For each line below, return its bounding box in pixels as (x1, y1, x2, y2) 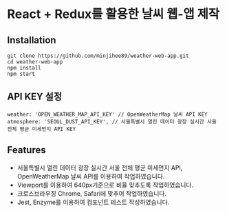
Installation (7, 34, 56, 45)
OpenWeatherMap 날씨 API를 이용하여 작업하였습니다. (17, 172, 165, 180)
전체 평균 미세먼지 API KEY (7, 125, 76, 132)
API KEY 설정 (7, 91, 62, 103)
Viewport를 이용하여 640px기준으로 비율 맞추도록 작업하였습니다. (17, 181, 194, 189)
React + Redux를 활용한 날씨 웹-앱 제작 (7, 6, 220, 22)
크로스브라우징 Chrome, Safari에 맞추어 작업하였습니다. (17, 189, 167, 197)
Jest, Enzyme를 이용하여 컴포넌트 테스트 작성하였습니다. (17, 198, 170, 206)
